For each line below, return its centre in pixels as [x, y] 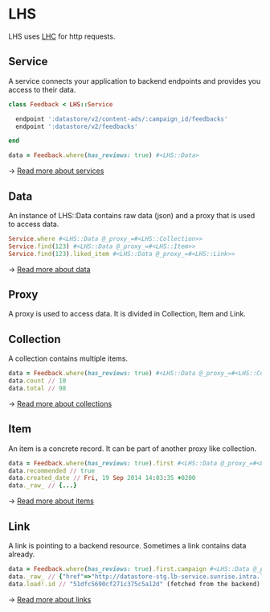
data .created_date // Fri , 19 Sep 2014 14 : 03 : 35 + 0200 [102, 478]
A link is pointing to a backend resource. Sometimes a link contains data [127, 545]
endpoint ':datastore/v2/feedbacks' [77, 126]
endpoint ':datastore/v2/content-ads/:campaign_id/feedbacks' [122, 119]
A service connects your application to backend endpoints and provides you [135, 81]
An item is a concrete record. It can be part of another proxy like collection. [133, 449]
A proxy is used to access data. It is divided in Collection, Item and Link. [127, 314]
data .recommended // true [51, 471]
